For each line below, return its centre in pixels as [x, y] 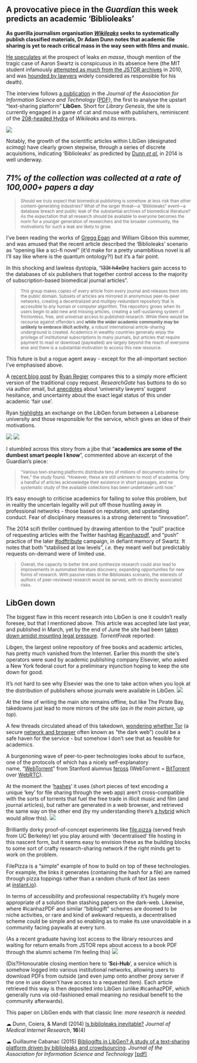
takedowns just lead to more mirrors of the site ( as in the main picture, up [95, 708]
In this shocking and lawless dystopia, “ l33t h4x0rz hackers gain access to [96, 268]
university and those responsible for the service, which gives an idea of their [98, 419]
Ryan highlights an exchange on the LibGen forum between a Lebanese [92, 413]
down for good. [25, 672]
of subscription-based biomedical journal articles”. [67, 280]
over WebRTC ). [24, 775]
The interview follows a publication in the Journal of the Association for [92, 93]
